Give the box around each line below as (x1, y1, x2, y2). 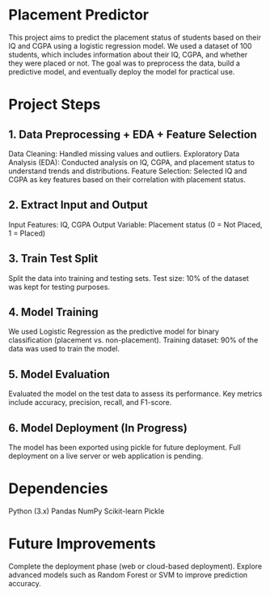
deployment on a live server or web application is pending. (8, 451, 204, 461)
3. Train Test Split (8, 252, 99, 266)
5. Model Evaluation (8, 367, 111, 381)
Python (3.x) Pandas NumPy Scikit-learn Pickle (8, 506, 165, 516)
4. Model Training (8, 305, 99, 319)
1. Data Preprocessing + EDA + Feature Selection (8, 127, 257, 141)
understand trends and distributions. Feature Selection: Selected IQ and (8, 166, 247, 176)
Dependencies (8, 479, 108, 498)
